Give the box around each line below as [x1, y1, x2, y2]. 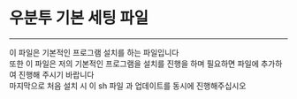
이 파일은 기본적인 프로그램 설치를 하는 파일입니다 [9, 47, 179, 57]
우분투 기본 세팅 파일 [9, 8, 148, 28]
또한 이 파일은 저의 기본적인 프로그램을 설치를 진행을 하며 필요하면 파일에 [9, 58, 259, 69]
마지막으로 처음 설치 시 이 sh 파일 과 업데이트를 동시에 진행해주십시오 [9, 80, 247, 91]
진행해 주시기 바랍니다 [18, 69, 95, 80]
